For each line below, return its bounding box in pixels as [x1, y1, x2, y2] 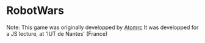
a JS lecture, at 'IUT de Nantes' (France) [6, 30, 108, 37]
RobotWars [6, 4, 64, 18]
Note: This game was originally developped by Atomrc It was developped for [6, 24, 199, 31]
